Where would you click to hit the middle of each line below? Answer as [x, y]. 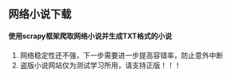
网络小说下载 [40, 14]
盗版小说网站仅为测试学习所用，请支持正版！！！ [100, 65]
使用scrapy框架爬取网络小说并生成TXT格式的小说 [90, 36]
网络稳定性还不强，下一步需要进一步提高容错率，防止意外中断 [121, 55]
